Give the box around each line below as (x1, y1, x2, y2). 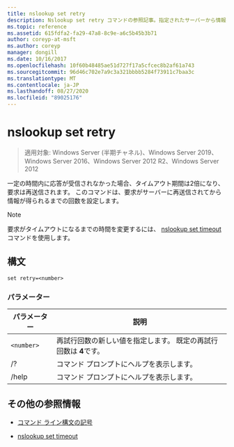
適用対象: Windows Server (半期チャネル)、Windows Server (24, 148, 196, 157)
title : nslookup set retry (7, 10, 86, 17)
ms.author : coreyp (7, 42, 61, 49)
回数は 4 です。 (56, 346, 104, 356)
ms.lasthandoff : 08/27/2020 (7, 88, 89, 95)
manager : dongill (7, 49, 58, 56)
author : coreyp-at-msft (7, 36, 77, 43)
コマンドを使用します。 (7, 233, 75, 242)
